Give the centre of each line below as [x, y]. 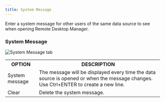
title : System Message [28, 10]
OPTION [21, 64]
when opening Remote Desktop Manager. [47, 29]
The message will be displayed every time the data [97, 72]
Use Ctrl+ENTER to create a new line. [82, 84]
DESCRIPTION [98, 64]
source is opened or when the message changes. [96, 78]
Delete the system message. [72, 92]
